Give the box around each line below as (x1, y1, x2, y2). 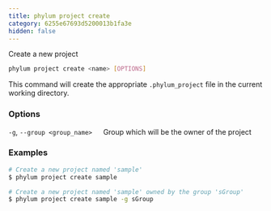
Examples (8, 147, 49, 158)
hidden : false (8, 27, 57, 35)
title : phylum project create (8, 11, 111, 20)
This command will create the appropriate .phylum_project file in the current (8, 80, 263, 89)
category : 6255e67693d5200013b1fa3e (8, 19, 132, 28)
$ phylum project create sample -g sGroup (8, 196, 154, 204)
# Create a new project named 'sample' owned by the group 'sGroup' (8, 187, 244, 196)
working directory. (8, 88, 70, 98)
